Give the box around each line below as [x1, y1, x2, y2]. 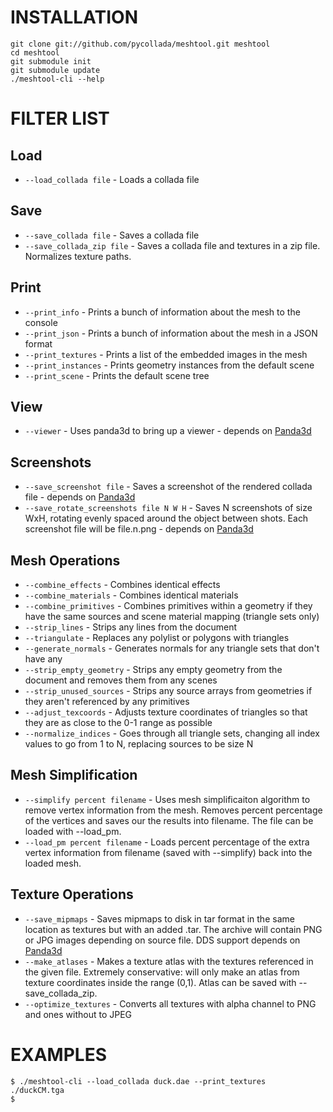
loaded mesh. [24, 857, 82, 869]
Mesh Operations [10, 552, 121, 569]
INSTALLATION [10, 6, 138, 29]
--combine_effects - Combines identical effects [24, 579, 221, 590]
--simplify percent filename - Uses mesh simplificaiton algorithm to [24, 793, 311, 805]
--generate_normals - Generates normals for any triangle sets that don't [24, 642, 320, 654]
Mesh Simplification [10, 767, 138, 784]
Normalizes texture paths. [24, 250, 132, 262]
